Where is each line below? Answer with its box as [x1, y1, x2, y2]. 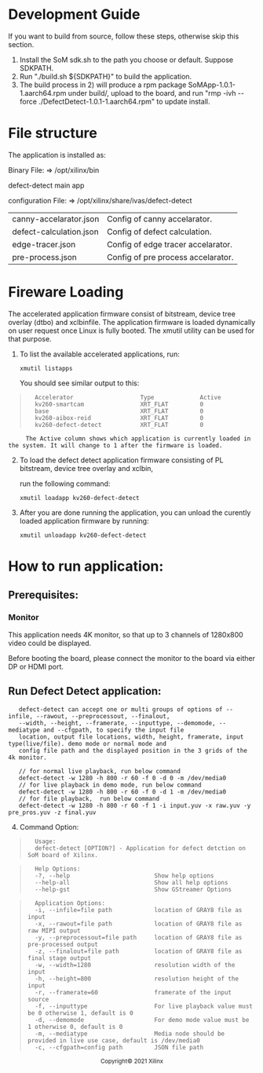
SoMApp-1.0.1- [188, 80, 236, 89]
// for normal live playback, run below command [18, 767, 181, 775]
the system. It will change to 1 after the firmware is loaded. [8, 441, 223, 449]
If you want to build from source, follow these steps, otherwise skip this [8, 31, 239, 41]
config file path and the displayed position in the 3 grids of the [18, 746, 247, 754]
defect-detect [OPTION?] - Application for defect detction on [35, 844, 246, 852]
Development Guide [8, 5, 141, 24]
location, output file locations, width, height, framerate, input [18, 732, 244, 741]
